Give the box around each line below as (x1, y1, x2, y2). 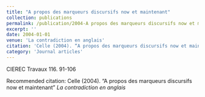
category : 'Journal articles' (6, 49, 84, 55)
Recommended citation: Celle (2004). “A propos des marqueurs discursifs (6, 77, 192, 84)
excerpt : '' (6, 26, 37, 32)
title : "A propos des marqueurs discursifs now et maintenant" (6, 9, 171, 15)
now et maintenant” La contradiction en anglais (6, 84, 126, 91)
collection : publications (6, 15, 72, 21)
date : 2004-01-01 (6, 32, 51, 38)
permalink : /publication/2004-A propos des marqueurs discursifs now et (6, 20, 195, 26)
